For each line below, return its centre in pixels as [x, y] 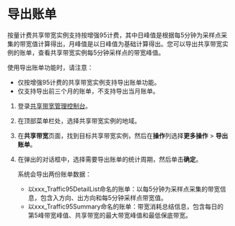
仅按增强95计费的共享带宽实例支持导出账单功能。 [89, 82]
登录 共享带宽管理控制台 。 [54, 106]
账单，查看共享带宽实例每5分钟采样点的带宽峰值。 [92, 52]
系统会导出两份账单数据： [54, 174]
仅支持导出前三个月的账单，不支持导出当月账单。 [88, 91]
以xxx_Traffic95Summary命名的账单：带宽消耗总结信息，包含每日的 [126, 206]
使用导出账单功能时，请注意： [50, 67]
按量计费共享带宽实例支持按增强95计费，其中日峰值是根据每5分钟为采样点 [114, 35]
